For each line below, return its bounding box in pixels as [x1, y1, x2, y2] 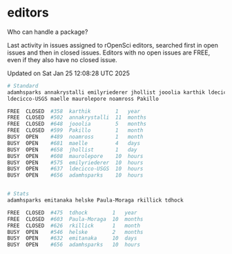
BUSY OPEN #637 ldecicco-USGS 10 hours [7, 166, 144, 173]
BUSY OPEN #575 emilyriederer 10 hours [7, 159, 144, 166]
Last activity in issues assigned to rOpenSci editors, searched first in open [7, 41, 219, 49]
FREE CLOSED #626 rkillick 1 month [7, 222, 140, 229]
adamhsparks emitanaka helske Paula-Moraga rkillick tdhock [7, 197, 184, 204]
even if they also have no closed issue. [7, 55, 117, 63]
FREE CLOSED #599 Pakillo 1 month [7, 127, 144, 134]
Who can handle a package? [7, 28, 88, 36]
